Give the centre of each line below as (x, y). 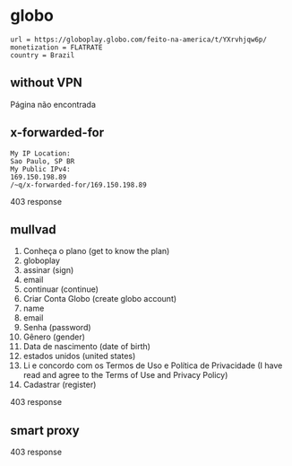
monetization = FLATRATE (56, 47)
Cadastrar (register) (60, 385)
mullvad (33, 229)
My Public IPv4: (40, 169)
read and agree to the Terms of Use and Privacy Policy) (125, 375)
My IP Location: (40, 154)
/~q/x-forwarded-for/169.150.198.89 (78, 185)
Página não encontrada (53, 104)
